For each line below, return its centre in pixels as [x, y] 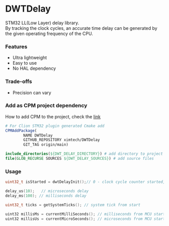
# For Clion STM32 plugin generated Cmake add [55, 126]
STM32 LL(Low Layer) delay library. [42, 23]
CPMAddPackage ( [21, 130]
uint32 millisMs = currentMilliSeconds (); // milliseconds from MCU [78, 214]
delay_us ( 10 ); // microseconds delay [47, 191]
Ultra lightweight [30, 58]
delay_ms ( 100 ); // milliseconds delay [46, 196]
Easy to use [24, 63]
